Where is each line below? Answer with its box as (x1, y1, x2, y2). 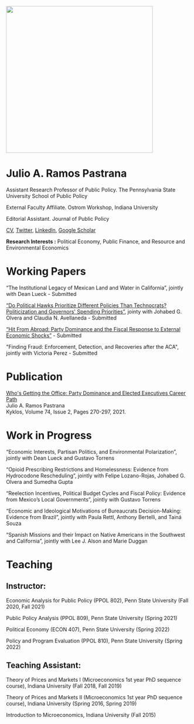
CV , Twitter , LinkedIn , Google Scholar (6, 226, 96, 234)
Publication (6, 370, 63, 383)
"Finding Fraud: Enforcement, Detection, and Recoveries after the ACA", (6, 343, 179, 350)
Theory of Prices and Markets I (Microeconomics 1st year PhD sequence (6, 676, 182, 683)
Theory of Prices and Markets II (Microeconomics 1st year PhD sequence (6, 693, 183, 701)
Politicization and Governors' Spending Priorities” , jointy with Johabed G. (6, 308, 182, 315)
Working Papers (6, 265, 86, 278)
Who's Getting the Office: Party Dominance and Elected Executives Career (6, 389, 186, 396)
